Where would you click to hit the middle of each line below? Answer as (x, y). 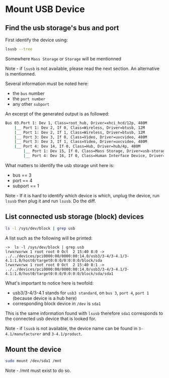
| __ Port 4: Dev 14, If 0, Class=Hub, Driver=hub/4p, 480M (77, 146)
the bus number (29, 93)
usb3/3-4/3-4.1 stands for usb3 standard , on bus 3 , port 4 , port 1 (81, 292)
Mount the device (33, 349)
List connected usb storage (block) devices (75, 217)
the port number (29, 99)
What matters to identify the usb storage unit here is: (60, 165)
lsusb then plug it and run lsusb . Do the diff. (51, 201)
